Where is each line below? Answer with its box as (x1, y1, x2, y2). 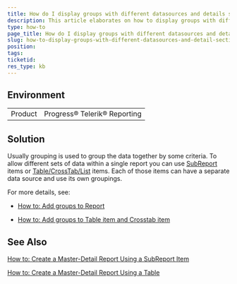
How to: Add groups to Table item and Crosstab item (17, 215, 171, 224)
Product (11, 109, 37, 119)
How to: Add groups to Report (17, 202, 105, 211)
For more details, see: (7, 188, 71, 196)
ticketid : (7, 57, 37, 64)
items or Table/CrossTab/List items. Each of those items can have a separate (7, 167, 230, 175)
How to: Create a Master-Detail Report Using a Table (7, 268, 160, 277)
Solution (7, 133, 45, 145)
